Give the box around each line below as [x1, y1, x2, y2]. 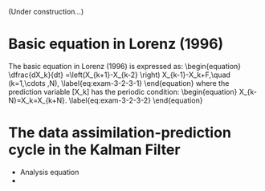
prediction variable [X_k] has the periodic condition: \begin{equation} [8, 87, 238, 96]
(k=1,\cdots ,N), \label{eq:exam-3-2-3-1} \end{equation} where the [8, 78, 230, 87]
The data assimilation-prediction [8, 124, 231, 142]
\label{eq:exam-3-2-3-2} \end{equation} [68, 95, 203, 105]
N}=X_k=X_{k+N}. [8, 95, 67, 105]
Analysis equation [19, 167, 79, 177]
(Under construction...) [8, 7, 84, 16]
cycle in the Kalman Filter [8, 140, 181, 159]
